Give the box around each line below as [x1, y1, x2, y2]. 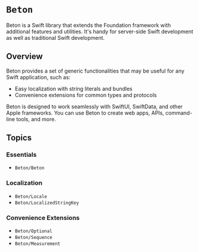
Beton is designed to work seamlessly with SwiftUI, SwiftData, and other [6, 103, 183, 110]
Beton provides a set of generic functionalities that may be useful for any [6, 67, 185, 74]
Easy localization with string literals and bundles [14, 85, 132, 92]
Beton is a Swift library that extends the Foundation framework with [6, 21, 171, 29]
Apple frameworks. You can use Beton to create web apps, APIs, [6, 109, 165, 116]
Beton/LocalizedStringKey [14, 200, 79, 206]
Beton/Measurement [14, 241, 61, 247]
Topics [6, 133, 32, 143]
